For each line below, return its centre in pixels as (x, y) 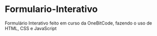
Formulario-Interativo (51, 9)
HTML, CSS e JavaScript (31, 28)
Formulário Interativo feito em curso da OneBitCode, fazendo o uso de (78, 23)
